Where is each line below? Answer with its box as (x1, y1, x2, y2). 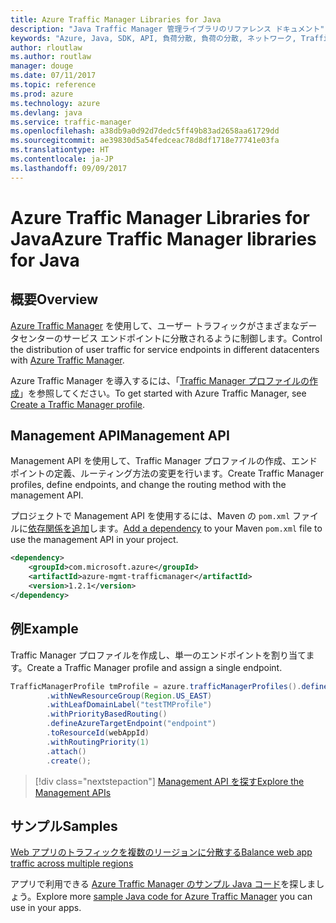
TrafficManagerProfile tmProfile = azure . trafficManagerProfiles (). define (10, 681, 329, 691)
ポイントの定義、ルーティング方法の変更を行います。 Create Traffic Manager (10, 467, 324, 480)
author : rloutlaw (10, 42, 83, 53)
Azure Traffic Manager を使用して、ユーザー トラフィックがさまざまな (10, 319, 300, 331)
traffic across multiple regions (10, 857, 134, 870)
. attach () (46, 746, 87, 756)
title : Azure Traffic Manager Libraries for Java (10, 14, 222, 25)
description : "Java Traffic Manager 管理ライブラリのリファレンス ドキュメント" (10, 24, 325, 34)
